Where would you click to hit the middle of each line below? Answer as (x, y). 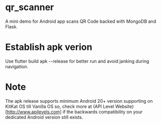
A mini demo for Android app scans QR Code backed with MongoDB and (81, 21)
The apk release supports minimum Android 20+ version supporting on (79, 101)
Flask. (11, 26)
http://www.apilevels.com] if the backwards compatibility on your (75, 112)
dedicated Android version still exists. (44, 117)
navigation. (17, 66)
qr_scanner (30, 7)
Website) (124, 106)
